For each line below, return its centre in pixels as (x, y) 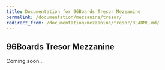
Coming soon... (25, 61)
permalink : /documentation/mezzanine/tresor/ (64, 17)
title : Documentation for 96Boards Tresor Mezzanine (73, 12)
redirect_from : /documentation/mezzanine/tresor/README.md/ (83, 23)
